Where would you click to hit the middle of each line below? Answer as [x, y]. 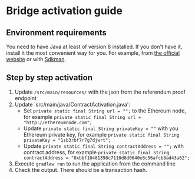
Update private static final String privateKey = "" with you [101, 128]
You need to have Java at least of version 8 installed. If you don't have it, [94, 47]
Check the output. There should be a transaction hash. [81, 170]
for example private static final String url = [82, 117]
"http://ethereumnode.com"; [58, 122]
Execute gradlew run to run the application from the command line [95, 164]
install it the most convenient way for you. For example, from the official [93, 53]
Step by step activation [49, 78]
